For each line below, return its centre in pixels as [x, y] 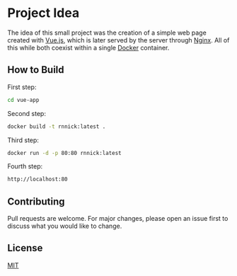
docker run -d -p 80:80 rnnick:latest [64, 153]
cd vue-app [23, 100]
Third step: [23, 140]
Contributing [36, 201]
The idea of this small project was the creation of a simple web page [107, 33]
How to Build [36, 70]
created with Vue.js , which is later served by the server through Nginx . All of [118, 40]
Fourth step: [25, 166]
